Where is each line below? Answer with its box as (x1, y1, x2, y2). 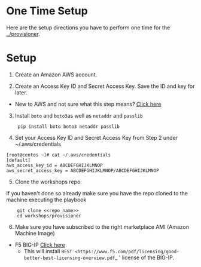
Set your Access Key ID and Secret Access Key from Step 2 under (14, 134, 178, 141)
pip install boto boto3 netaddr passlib (17, 124, 120, 130)
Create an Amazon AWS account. (14, 70, 98, 78)
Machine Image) (14, 229, 55, 237)
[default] (6, 157, 31, 163)
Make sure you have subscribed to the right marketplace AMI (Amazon (14, 223, 190, 231)
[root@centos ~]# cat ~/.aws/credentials (6, 152, 111, 158)
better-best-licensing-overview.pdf (23, 255, 115, 261)
